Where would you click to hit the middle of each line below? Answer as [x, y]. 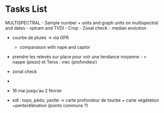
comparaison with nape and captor [55, 47]
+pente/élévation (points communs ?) [50, 105]
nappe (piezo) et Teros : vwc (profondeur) [55, 62]
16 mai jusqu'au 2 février [37, 90]
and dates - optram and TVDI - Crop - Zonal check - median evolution [76, 28]
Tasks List [26, 9]
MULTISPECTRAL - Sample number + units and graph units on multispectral [82, 23]
